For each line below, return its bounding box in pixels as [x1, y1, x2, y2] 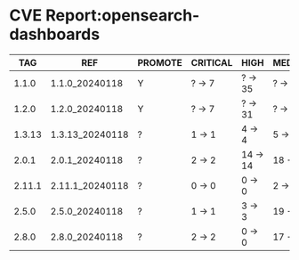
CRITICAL [190, 56, 233, 69]
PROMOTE [137, 56, 182, 69]
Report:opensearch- [45, 5, 200, 26]
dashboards [9, 24, 101, 45]
